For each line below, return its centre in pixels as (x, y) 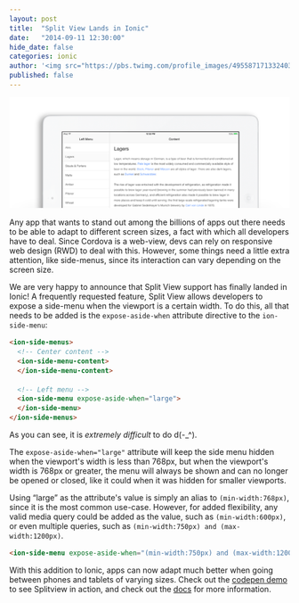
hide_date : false (41, 47)
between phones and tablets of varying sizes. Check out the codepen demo (148, 579)
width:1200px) (36, 537)
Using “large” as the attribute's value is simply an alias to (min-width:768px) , (149, 498)
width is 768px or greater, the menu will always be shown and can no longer (149, 471)
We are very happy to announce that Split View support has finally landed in (148, 287)
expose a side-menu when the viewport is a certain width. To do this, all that (149, 306)
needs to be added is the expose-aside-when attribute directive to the (135, 316)
